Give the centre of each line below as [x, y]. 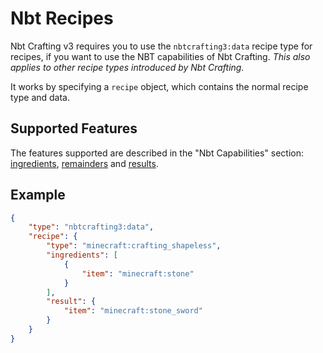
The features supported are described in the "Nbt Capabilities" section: [157, 153]
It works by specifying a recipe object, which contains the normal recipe [159, 86]
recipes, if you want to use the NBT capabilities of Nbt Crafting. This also [160, 56]
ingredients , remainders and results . [84, 163]
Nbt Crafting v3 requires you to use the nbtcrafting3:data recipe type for [161, 46]
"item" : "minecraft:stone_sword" [133, 311]
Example [38, 195]
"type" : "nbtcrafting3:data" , [91, 227]
